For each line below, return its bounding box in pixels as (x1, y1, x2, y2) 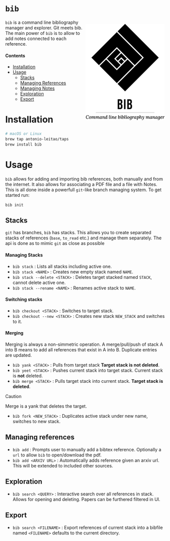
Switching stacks (5, 297, 42, 303)
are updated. (5, 352, 32, 358)
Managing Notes (20, 85, 55, 91)
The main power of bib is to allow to (5, 30, 80, 36)
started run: (5, 192, 30, 198)
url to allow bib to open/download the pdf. (12, 452, 102, 458)
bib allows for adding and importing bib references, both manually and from (5, 175, 163, 182)
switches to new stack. (12, 418, 61, 424)
